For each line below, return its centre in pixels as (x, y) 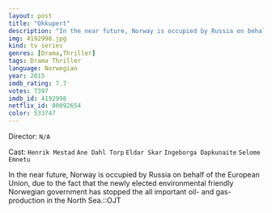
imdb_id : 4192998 (38, 98)
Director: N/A (30, 136)
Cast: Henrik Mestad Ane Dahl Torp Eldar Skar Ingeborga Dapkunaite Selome (134, 152)
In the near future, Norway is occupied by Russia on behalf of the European (134, 175)
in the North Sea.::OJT (84, 200)
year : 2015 (27, 76)
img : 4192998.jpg (38, 38)
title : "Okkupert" (39, 23)
